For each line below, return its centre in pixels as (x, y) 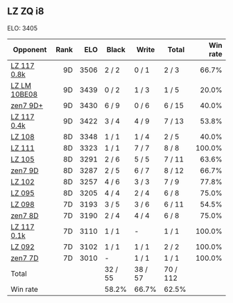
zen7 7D (25, 258)
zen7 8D (25, 216)
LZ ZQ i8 (26, 11)
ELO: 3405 (23, 28)
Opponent (30, 49)
